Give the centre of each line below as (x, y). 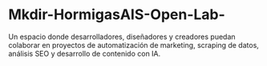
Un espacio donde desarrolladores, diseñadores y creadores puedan (122, 37)
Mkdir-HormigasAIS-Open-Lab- (117, 15)
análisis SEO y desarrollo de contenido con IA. (85, 53)
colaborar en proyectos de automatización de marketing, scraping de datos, (133, 45)
